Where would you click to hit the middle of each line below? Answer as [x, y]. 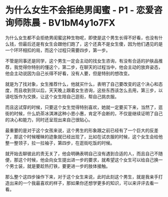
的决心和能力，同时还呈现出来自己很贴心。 [49, 120]
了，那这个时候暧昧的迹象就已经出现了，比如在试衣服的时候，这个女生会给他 [84, 136]
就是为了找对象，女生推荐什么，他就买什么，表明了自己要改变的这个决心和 [82, 84]
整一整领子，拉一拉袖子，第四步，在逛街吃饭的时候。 [60, 143]
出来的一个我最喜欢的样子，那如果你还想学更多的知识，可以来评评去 [79, 183]
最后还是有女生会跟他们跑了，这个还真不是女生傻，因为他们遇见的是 [92, 44]
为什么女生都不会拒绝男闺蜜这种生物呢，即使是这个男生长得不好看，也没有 [82, 38]
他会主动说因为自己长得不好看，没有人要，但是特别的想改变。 [69, 73]
